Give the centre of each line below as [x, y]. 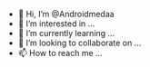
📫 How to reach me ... [60, 53]
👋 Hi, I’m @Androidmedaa [66, 14]
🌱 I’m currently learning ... [66, 33]
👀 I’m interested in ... [56, 24]
